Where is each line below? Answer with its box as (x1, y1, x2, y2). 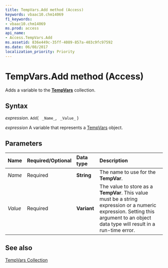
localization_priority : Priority (5, 49, 75, 54)
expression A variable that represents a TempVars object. (5, 124, 123, 130)
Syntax (5, 101, 28, 110)
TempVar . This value (99, 189, 148, 196)
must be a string (99, 195, 137, 202)
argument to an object (99, 214, 151, 221)
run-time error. (99, 227, 135, 234)
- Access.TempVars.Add (5, 35, 52, 40)
